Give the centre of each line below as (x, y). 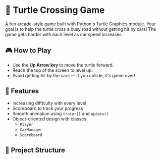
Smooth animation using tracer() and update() (60, 113)
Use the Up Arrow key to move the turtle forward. (63, 65)
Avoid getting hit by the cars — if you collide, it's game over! (74, 75)
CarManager (31, 130)
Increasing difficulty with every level (49, 103)
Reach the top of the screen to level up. (53, 70)
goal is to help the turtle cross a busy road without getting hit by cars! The (80, 29)
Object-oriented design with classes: (50, 119)
